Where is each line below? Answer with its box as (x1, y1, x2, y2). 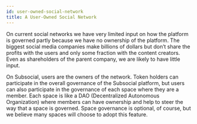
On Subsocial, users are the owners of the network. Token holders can (6, 73, 179, 80)
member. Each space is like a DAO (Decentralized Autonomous (6, 92, 160, 99)
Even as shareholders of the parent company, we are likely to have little (6, 56, 181, 63)
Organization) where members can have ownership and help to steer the (6, 98, 184, 105)
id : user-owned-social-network (6, 8, 84, 15)
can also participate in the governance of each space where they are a (6, 86, 179, 93)
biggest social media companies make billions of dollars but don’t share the (6, 43, 190, 50)
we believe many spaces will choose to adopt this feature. (6, 110, 148, 118)
